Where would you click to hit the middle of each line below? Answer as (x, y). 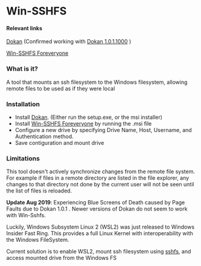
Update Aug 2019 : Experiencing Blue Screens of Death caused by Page (96, 203)
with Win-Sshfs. (26, 215)
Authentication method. (44, 136)
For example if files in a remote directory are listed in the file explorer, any (98, 178)
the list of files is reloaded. (39, 191)
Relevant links (24, 28)
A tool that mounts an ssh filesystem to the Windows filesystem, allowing (97, 82)
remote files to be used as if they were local (61, 88)
